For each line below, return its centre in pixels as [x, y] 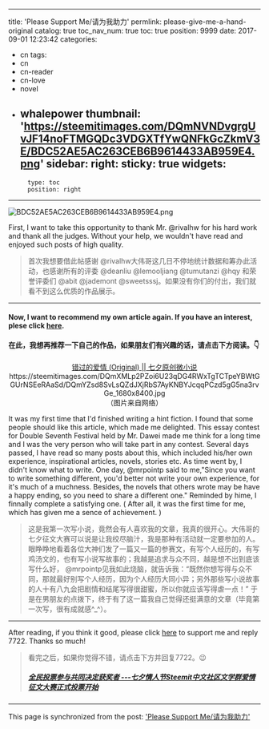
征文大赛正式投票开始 [63, 687]
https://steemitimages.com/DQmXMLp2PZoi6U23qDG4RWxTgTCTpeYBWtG [134, 376]
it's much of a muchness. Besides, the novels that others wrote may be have [134, 486]
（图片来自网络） [134, 402]
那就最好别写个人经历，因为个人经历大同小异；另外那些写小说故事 [151, 578]
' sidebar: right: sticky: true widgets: [133, 164]
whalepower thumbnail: [80, 114]
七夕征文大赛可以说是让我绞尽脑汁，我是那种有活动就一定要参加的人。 [144, 538]
